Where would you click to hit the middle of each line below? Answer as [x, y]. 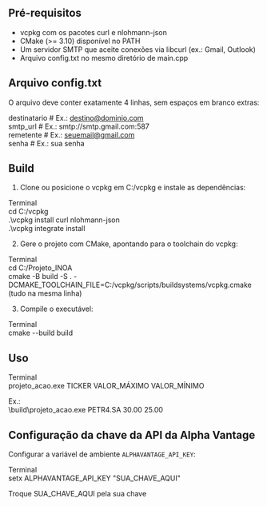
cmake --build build [41, 333]
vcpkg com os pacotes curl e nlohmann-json [94, 32]
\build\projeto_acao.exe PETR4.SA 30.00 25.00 [86, 410]
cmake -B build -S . [40, 277]
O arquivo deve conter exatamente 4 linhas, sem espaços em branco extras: [134, 102]
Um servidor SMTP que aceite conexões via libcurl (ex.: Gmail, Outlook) [137, 49]
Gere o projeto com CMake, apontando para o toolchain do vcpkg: [129, 244]
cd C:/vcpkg [28, 212]
